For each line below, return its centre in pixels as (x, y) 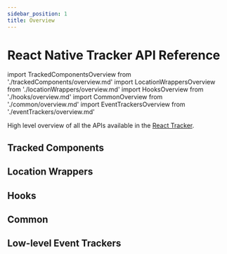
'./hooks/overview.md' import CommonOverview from (85, 97)
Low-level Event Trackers (64, 243)
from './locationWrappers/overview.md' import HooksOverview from (105, 89)
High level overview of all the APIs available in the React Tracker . (101, 126)
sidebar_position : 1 (38, 14)
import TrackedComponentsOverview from (69, 75)
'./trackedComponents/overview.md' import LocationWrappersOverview (111, 82)
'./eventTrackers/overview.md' (51, 112)
